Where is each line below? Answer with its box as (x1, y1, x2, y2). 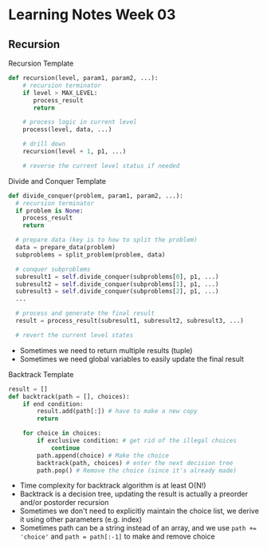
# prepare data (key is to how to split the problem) (15, 236, 198, 245)
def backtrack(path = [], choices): (8, 392, 130, 400)
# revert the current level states (15, 331, 134, 339)
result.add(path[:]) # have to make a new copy (37, 408, 198, 416)
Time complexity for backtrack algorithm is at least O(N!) (19, 481, 206, 491)
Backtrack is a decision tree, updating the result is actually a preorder (19, 489, 249, 499)
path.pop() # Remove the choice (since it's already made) (37, 466, 238, 475)
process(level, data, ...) (22, 125, 112, 133)
